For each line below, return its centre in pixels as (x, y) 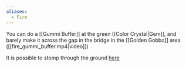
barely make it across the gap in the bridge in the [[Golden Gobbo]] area (93, 40)
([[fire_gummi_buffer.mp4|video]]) (48, 46)
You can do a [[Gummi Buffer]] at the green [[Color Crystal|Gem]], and (91, 33)
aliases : (17, 11)
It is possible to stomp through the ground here (63, 58)
